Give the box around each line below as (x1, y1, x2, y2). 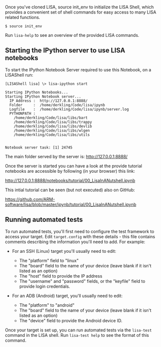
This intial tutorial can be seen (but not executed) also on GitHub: (5, 187, 135, 193)
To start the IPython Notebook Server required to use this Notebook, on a (5, 66, 151, 72)
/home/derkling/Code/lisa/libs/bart (14, 115, 88, 120)
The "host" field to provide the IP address (19, 273, 103, 279)
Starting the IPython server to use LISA (5, 46, 125, 55)
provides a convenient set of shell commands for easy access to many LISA (5, 9, 157, 15)
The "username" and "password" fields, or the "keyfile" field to (19, 278, 145, 284)
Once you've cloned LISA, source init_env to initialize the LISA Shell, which (5, 4, 154, 10)
